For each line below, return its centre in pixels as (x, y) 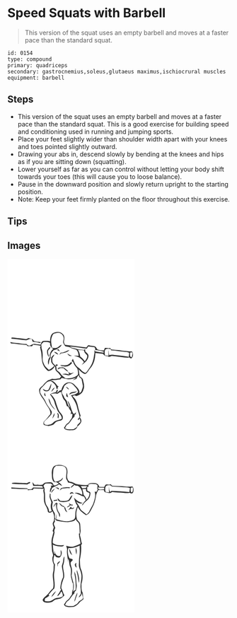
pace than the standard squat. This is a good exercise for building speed (123, 124)
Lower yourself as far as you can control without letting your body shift (121, 169)
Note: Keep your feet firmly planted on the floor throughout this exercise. (123, 199)
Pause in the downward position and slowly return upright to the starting (123, 184)
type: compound (30, 59)
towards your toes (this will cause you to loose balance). (100, 176)
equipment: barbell (36, 78)
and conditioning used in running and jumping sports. (96, 132)
